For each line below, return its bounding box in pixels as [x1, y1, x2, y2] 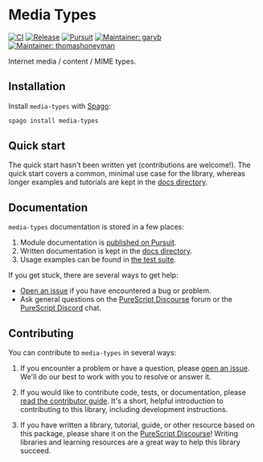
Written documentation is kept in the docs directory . [19, 246, 193, 256]
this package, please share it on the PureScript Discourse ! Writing [19, 429, 239, 439]
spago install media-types [8, 117, 99, 125]
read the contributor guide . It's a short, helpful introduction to [19, 396, 224, 406]
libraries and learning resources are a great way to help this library [19, 437, 241, 448]
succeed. [19, 446, 51, 456]
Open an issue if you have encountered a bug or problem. [19, 286, 212, 295]
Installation [8, 80, 66, 93]
